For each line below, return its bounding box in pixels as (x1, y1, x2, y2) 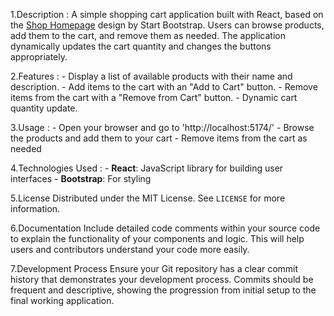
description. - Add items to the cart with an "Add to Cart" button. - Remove (10, 81, 318, 93)
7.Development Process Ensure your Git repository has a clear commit (10, 263, 299, 274)
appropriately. (10, 51, 68, 63)
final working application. (10, 295, 115, 306)
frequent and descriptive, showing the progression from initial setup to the (10, 284, 317, 296)
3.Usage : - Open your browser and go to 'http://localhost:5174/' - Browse (10, 122, 315, 133)
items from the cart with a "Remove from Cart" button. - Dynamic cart (10, 92, 298, 103)
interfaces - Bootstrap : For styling (10, 173, 152, 184)
